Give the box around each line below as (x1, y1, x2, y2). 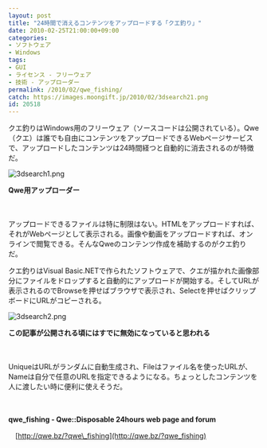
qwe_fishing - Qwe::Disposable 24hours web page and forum (8, 415, 217, 424)
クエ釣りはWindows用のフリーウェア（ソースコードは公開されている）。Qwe (8, 123, 259, 133)
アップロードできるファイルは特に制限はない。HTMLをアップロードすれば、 (8, 220, 259, 229)
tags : (8, 56, 26, 64)
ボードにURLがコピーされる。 (8, 296, 106, 306)
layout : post (8, 11, 52, 20)
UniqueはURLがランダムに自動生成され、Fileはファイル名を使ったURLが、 (8, 362, 253, 372)
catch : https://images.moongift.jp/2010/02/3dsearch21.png (8, 93, 209, 101)
